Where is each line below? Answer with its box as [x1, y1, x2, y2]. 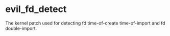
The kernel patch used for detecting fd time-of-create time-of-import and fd [5, 20, 165, 26]
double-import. [5, 25, 37, 31]
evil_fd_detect [5, 3, 67, 15]
